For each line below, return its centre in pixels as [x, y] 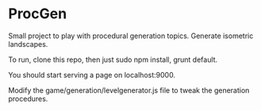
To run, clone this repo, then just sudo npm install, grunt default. [113, 59]
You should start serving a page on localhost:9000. [92, 75]
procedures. [28, 98]
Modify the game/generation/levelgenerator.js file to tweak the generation [129, 90]
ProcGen [38, 14]
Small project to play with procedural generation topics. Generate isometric [131, 36]
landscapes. [28, 44]
